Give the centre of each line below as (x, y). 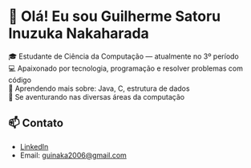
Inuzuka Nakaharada (79, 33)
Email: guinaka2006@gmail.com (73, 155)
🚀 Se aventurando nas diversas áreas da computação (97, 96)
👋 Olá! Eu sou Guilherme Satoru (115, 16)
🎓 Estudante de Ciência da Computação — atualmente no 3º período (123, 56)
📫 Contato (36, 123)
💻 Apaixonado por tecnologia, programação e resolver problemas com (125, 68)
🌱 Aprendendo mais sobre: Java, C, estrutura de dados (99, 88)
